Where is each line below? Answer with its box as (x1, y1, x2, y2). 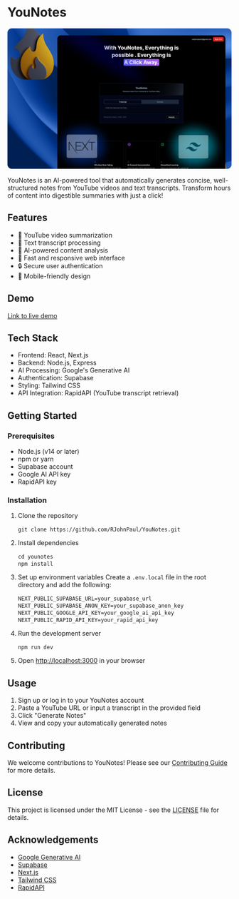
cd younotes (17, 554, 53, 561)
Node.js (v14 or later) (17, 447, 80, 456)
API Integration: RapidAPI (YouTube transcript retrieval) (17, 389, 179, 397)
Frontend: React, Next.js (17, 351, 89, 360)
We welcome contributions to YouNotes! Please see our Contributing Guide (7, 758, 228, 767)
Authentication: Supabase (17, 374, 94, 382)
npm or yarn (17, 454, 54, 464)
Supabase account (17, 462, 73, 471)
